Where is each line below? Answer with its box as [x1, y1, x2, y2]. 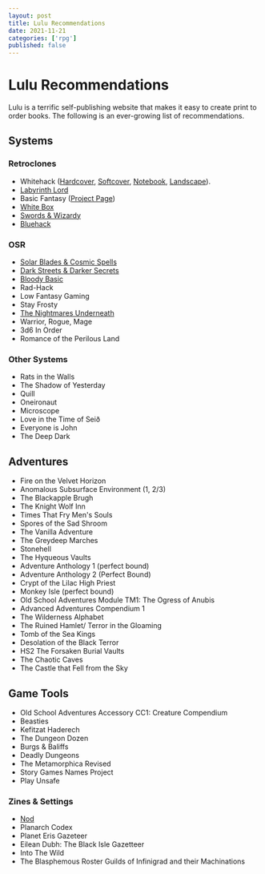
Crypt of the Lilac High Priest [19, 578, 116, 588]
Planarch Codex [19, 823, 74, 832]
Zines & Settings [8, 795, 74, 807]
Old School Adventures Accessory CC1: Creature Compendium [19, 707, 228, 717]
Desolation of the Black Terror [19, 638, 119, 647]
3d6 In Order [19, 325, 62, 335]
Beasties [19, 716, 50, 726]
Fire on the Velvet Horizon [19, 476, 106, 485]
